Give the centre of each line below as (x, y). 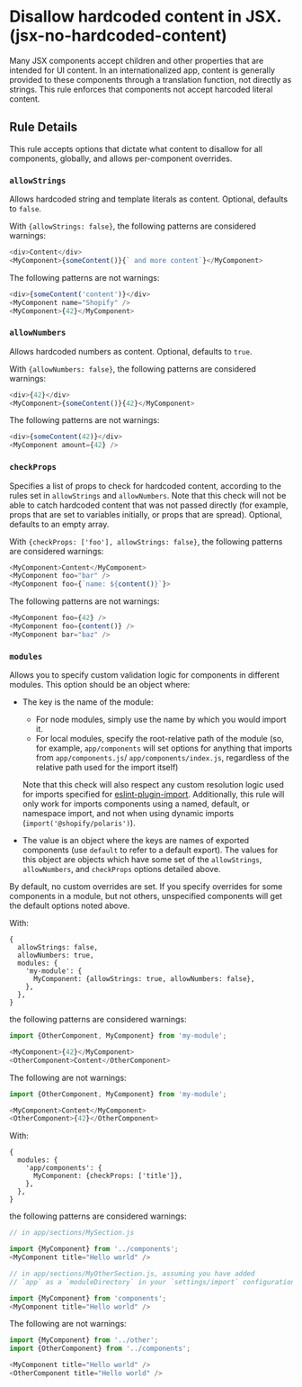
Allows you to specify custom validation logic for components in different (145, 675)
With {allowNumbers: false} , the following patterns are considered (133, 369)
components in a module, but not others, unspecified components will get (146, 896)
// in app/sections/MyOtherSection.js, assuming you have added (132, 1274)
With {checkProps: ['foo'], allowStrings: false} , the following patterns (146, 541)
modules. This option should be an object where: (100, 685)
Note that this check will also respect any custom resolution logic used (153, 785)
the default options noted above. (70, 905)
